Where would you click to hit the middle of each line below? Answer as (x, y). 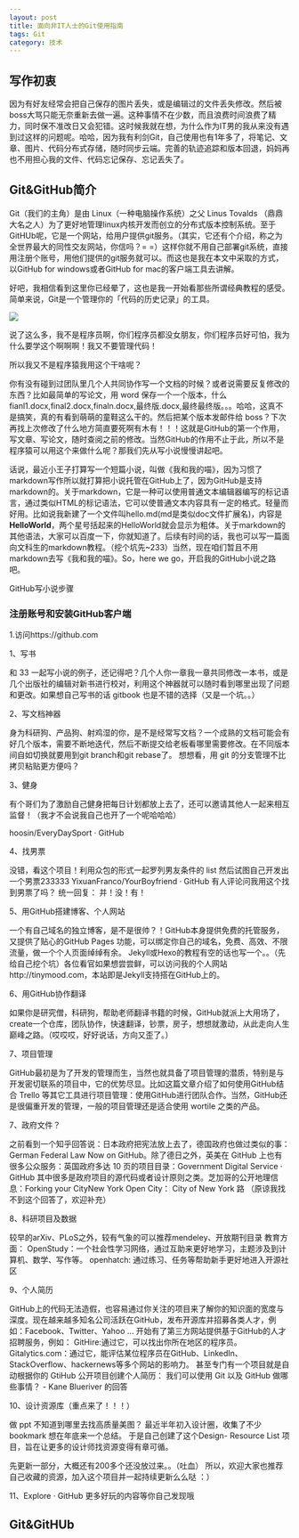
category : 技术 (36, 42)
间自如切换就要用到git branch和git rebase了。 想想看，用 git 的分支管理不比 (148, 755)
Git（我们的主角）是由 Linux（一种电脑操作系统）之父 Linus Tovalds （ (138, 213)
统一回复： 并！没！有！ (102, 892)
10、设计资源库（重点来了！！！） (72, 1406)
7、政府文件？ (35, 1125)
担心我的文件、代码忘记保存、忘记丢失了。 (110, 159)
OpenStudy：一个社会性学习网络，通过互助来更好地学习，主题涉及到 (152, 1249)
